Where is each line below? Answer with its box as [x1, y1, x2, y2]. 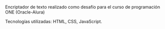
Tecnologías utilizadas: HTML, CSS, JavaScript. [5, 19, 103, 24]
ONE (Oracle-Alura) [5, 9, 45, 15]
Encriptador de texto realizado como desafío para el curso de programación [5, 4, 160, 10]
